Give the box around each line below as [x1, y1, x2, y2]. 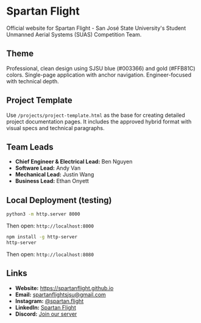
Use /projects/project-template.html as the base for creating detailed [6, 111, 186, 119]
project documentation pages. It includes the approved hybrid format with [6, 117, 192, 125]
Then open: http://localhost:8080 [6, 251, 94, 258]
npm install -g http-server [6, 234, 78, 240]
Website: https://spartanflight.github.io [15, 284, 114, 291]
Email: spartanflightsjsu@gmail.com [15, 291, 107, 298]
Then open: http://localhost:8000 [6, 222, 94, 229]
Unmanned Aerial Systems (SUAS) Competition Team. [6, 30, 142, 38]
